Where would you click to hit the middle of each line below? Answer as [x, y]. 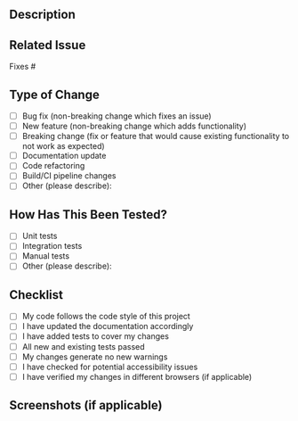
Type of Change [54, 94]
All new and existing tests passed [83, 346]
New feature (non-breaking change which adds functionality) [134, 126]
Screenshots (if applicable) [86, 405]
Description [42, 15]
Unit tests [40, 236]
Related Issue [48, 45]
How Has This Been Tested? [88, 215]
